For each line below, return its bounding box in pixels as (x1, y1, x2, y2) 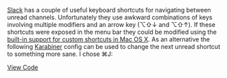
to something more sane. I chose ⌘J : (7, 50, 113, 58)
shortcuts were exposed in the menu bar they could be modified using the (7, 28, 217, 36)
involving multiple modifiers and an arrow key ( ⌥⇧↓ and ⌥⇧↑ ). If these (7, 21, 215, 28)
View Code (7, 64, 39, 71)
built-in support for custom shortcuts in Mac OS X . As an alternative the (7, 35, 210, 43)
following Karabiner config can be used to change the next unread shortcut (7, 43, 221, 50)
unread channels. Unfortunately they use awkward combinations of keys (7, 13, 213, 21)
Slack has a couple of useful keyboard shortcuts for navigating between (7, 6, 211, 14)
